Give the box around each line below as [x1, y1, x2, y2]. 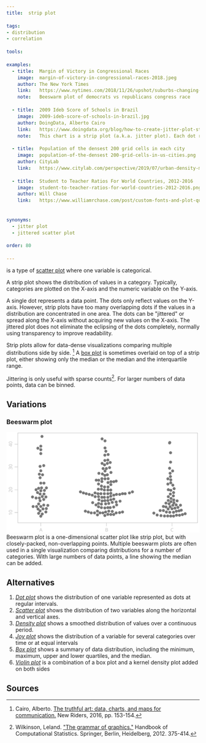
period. [15, 626, 34, 634]
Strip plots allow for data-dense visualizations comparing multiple [6, 341, 172, 349]
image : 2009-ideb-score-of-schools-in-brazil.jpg [17, 113, 150, 120]
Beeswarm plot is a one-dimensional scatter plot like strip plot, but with [6, 533, 186, 541]
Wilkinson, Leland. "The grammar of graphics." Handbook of [15, 723, 169, 731]
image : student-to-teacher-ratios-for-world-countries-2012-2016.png [17, 185, 202, 191]
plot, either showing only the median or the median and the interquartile [6, 356, 188, 363]
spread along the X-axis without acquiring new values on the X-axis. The [6, 316, 190, 324]
